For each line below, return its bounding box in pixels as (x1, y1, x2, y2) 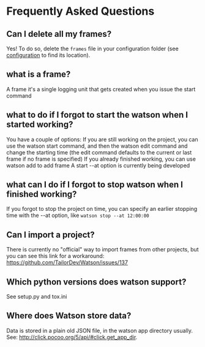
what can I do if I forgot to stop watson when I (6, 180, 184, 190)
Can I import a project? (6, 229, 95, 240)
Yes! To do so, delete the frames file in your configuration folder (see (6, 45, 179, 52)
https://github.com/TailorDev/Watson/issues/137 (6, 259, 129, 266)
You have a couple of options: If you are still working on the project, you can (6, 135, 198, 143)
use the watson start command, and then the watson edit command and (6, 142, 188, 150)
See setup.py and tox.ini (6, 293, 67, 300)
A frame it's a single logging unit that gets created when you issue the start (6, 85, 196, 93)
